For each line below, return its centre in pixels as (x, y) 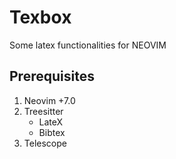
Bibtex (52, 132)
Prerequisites (52, 76)
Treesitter (43, 111)
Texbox (40, 17)
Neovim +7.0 (49, 100)
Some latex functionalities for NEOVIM (88, 45)
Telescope (45, 143)
